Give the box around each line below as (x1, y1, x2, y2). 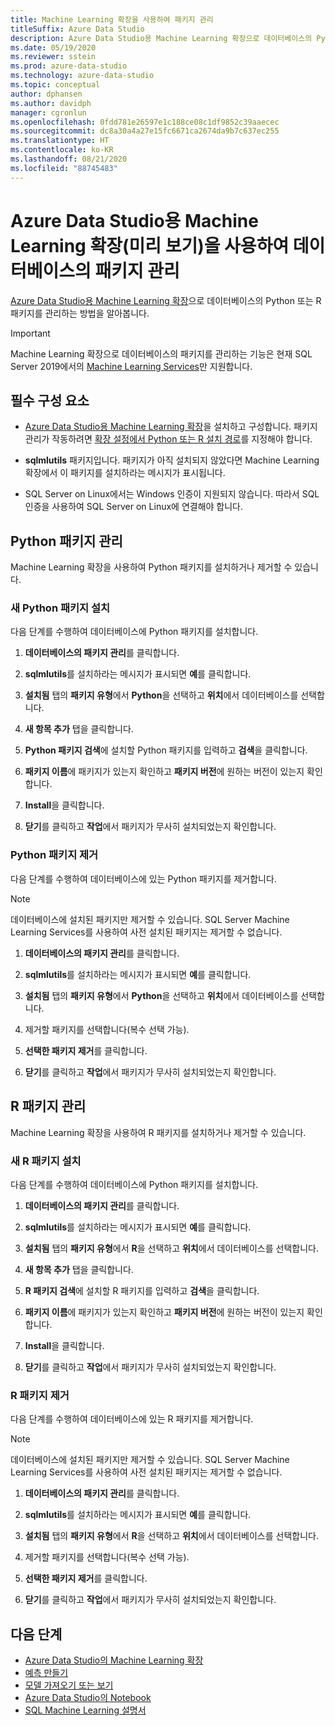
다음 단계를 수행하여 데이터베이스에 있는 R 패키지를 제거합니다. (10, 1413, 254, 1425)
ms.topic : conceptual (10, 80, 101, 90)
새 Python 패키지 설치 (10, 601, 111, 615)
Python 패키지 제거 (10, 848, 99, 862)
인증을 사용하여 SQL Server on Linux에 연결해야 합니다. (24, 501, 244, 513)
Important (10, 327, 51, 339)
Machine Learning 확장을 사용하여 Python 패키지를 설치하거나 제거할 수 (10, 561, 293, 573)
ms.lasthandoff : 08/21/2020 (10, 154, 128, 164)
